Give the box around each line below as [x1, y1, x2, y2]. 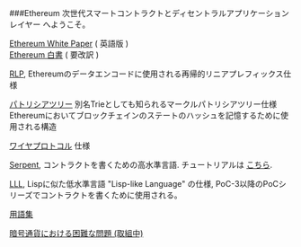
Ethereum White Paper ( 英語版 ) [9, 39, 128, 49]
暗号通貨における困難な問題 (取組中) [9, 228, 144, 238]
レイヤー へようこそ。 [9, 19, 91, 30]
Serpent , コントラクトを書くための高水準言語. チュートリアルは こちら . [9, 160, 273, 170]
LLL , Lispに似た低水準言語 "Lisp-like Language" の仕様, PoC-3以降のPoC [9, 179, 279, 189]
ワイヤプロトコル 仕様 [9, 140, 91, 151]
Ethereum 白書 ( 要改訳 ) [9, 49, 100, 60]
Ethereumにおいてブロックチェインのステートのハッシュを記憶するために [9, 110, 281, 120]
